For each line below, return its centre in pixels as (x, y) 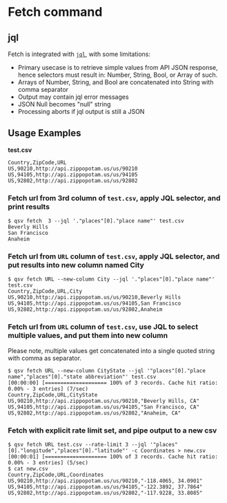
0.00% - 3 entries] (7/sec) (48, 389)
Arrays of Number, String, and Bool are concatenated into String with (116, 82)
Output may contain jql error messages (73, 97)
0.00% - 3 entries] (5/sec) (48, 463)
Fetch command (55, 12)
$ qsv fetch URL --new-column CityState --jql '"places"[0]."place (107, 370)
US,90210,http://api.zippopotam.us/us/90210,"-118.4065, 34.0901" (105, 481)
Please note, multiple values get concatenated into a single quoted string (111, 350)
